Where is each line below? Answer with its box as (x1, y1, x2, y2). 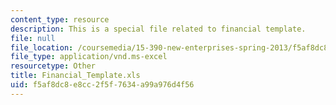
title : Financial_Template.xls (10, 71, 141, 81)
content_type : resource (10, 14, 110, 25)
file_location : (10, 42, 74, 53)
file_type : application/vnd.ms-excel (10, 52, 168, 62)
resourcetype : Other (10, 61, 97, 71)
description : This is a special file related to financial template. (10, 24, 307, 34)
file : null (10, 33, 56, 43)
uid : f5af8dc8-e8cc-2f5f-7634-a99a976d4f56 (10, 80, 195, 90)
